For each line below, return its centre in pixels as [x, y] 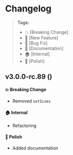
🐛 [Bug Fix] [36, 43]
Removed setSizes [32, 101]
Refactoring [24, 126]
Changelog [28, 9]
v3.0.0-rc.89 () [29, 77]
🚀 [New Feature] [41, 37]
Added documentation [35, 148]
